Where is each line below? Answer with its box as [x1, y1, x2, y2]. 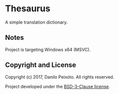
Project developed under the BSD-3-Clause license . [5, 83, 110, 89]
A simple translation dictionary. [5, 19, 68, 25]
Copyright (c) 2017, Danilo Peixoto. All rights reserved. [5, 74, 115, 80]
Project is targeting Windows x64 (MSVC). [5, 46, 91, 52]
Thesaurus [5, 3, 51, 14]
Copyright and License [5, 61, 76, 69]
